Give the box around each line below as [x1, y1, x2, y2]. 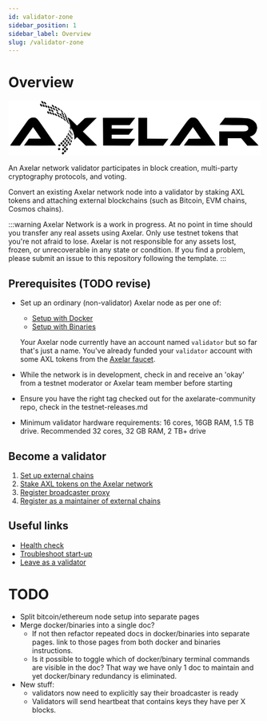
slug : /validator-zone [8, 38, 84, 46]
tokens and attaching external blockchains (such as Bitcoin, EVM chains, [8, 196, 248, 205]
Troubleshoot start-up [19, 549, 93, 558]
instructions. [31, 645, 74, 655]
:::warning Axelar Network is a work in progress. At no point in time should [8, 220, 253, 229]
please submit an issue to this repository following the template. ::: [8, 254, 227, 263]
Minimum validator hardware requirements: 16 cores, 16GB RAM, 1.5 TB [19, 418, 254, 427]
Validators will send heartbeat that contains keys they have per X [31, 696, 246, 706]
